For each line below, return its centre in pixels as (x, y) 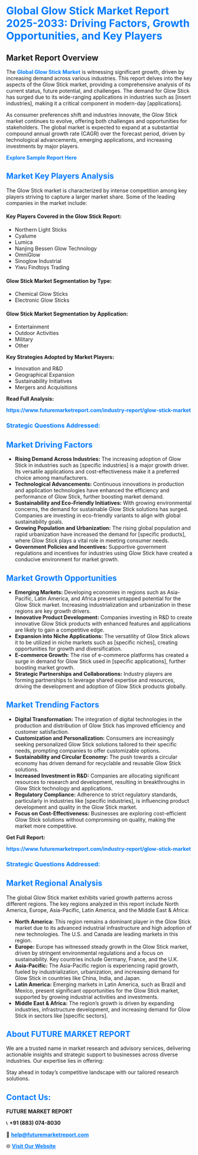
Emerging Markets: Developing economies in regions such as (90, 592)
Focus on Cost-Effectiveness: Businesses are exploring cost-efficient (100, 813)
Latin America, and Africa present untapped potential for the (108, 598)
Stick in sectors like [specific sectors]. (61, 1016)
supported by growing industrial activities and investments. (87, 997)
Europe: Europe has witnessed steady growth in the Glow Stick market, (102, 946)
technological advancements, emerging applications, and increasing (89, 140)
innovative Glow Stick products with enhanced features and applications (103, 623)
